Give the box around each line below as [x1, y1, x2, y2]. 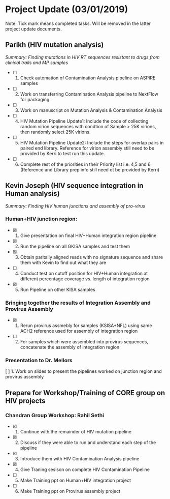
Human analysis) [5, 189, 60, 198]
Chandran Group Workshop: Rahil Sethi [5, 412, 105, 419]
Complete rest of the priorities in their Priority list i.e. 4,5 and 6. [20, 161, 152, 167]
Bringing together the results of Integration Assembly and [5, 299, 151, 306]
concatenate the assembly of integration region [20, 344, 120, 350]
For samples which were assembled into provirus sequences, [20, 339, 149, 345]
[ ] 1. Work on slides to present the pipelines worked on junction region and [5, 368, 162, 374]
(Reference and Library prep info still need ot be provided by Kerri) [20, 166, 160, 172]
